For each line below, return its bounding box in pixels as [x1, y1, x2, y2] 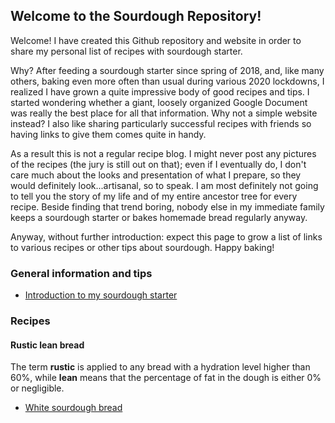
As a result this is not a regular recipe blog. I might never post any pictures [10, 147, 317, 159]
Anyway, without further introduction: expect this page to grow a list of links [10, 230, 323, 243]
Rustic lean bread [10, 339, 85, 351]
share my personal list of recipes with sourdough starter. [10, 45, 243, 57]
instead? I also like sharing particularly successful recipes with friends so [10, 117, 312, 129]
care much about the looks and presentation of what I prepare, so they [10, 169, 302, 181]
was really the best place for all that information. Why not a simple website [10, 107, 318, 119]
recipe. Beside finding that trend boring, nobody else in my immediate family [10, 200, 325, 213]
